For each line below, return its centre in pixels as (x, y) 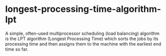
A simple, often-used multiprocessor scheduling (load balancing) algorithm (82, 33)
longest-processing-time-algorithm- (83, 9)
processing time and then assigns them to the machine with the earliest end (83, 44)
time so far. (17, 49)
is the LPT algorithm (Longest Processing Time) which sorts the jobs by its (82, 39)
